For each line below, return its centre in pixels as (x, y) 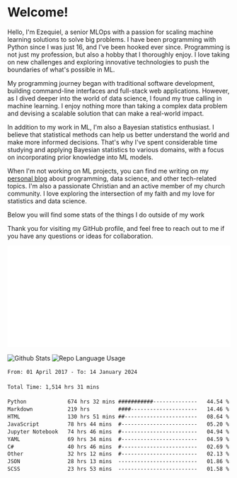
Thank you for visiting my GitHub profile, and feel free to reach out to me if (116, 228)
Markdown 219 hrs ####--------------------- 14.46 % (118, 409)
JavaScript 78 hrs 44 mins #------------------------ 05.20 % (118, 424)
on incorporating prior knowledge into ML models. (80, 157)
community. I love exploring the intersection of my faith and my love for (111, 193)
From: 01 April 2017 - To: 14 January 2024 (73, 372)
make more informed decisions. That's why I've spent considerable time (112, 142)
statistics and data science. (47, 201)
